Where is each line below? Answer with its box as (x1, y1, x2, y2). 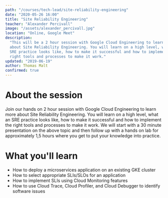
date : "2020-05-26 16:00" (5, 12, 59, 17)
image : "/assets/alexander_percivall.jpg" (5, 26, 95, 31)
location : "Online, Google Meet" (5, 31, 75, 36)
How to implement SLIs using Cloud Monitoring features (12, 177, 128, 183)
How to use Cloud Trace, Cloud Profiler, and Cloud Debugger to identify (12, 182, 160, 188)
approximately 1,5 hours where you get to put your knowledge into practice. (5, 132, 161, 138)
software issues (12, 188, 45, 194)
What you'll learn (5, 150, 78, 162)
